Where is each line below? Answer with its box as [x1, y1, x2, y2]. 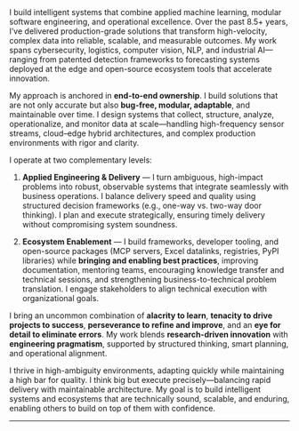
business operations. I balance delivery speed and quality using [21, 191, 256, 201]
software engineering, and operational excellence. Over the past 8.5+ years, [9, 17, 289, 27]
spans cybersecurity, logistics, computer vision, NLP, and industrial [9, 44, 256, 55]
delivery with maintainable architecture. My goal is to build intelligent [9, 384, 261, 395]
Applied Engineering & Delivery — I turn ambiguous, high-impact [21, 172, 264, 182]
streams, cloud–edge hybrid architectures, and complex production [9, 128, 256, 139]
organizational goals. [21, 293, 100, 303]
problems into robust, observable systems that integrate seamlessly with [21, 181, 289, 192]
